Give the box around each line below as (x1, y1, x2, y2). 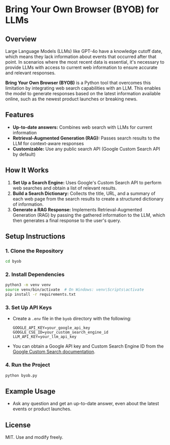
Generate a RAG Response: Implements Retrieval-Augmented (12, 206, 142, 212)
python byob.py (5, 373, 38, 378)
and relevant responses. (5, 70, 56, 76)
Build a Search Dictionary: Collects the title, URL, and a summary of (12, 190, 156, 197)
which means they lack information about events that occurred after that (5, 53, 156, 60)
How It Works (5, 166, 49, 175)
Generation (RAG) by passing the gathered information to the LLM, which (12, 212, 165, 218)
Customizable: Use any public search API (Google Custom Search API (12, 146, 160, 152)
